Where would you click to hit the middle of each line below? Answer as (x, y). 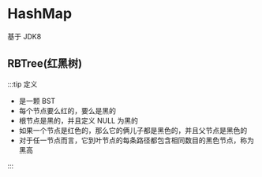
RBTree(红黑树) (45, 64)
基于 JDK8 (24, 36)
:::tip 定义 (22, 84)
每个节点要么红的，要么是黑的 (67, 110)
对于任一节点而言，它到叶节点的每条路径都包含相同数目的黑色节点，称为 (136, 140)
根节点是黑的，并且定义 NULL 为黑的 (79, 120)
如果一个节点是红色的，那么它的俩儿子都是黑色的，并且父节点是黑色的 (133, 130)
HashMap (40, 14)
